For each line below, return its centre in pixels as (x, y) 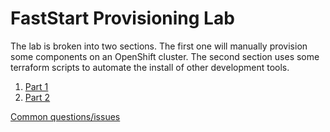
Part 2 (37, 97)
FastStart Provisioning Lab (122, 18)
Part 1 (36, 86)
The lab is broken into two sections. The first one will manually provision (159, 46)
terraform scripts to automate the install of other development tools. (150, 67)
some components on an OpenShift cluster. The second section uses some (165, 56)
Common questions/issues (65, 116)
